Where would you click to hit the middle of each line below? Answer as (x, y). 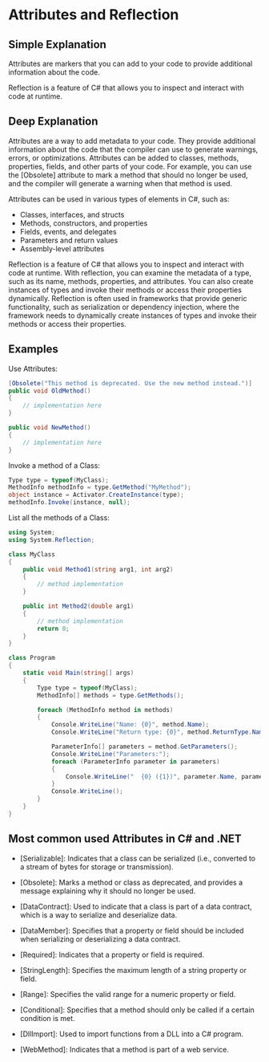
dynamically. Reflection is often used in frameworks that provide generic (128, 298)
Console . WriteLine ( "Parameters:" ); (110, 754)
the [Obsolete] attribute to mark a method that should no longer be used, (128, 175)
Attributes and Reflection (94, 15)
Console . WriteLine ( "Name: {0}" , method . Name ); (130, 725)
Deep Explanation (53, 122)
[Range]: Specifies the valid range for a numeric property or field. (128, 994)
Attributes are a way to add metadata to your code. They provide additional (132, 140)
